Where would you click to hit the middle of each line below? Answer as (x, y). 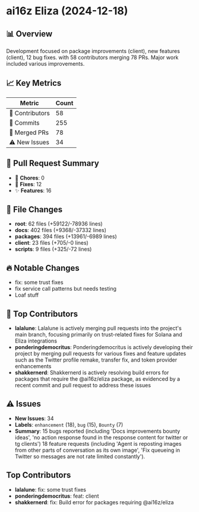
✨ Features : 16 (33, 190)
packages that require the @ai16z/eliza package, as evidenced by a (97, 379)
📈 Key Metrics (34, 83)
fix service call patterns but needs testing (66, 289)
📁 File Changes (34, 210)
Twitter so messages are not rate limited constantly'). (80, 456)
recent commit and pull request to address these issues (83, 385)
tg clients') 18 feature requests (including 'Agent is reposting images (98, 443)
